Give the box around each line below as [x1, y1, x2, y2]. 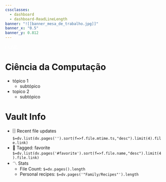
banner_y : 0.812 [5, 30, 39, 35]
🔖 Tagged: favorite [12, 145, 51, 151]
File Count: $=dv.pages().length [19, 166, 86, 172]
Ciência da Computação [5, 62, 107, 73]
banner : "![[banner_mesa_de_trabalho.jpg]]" [5, 21, 99, 26]
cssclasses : [5, 7, 30, 12]
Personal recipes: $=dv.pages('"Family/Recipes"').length [19, 171, 139, 177]
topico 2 [12, 88, 30, 94]
